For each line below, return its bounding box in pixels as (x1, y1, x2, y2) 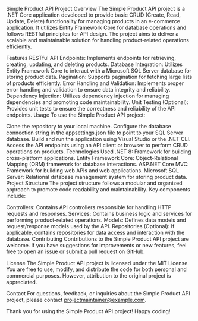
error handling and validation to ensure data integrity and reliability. (6, 86, 171, 93)
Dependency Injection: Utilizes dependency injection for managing (6, 92, 169, 99)
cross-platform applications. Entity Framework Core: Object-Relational (6, 155, 178, 161)
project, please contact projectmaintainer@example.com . (6, 297, 147, 303)
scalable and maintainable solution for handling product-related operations (6, 37, 189, 43)
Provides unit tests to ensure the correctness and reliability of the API (6, 105, 177, 112)
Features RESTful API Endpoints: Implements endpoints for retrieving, (6, 55, 177, 61)
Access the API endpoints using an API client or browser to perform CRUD (6, 142, 188, 149)
